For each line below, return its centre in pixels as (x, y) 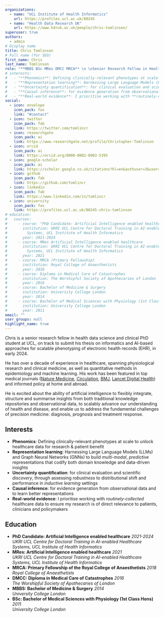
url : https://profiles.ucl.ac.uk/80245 (54, 19)
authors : (14, 37)
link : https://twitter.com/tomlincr (51, 128)
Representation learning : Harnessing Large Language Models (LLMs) (82, 452)
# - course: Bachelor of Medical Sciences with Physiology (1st (76, 301)
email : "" (15, 315)
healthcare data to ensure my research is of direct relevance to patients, (85, 504)
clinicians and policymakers (40, 509)
